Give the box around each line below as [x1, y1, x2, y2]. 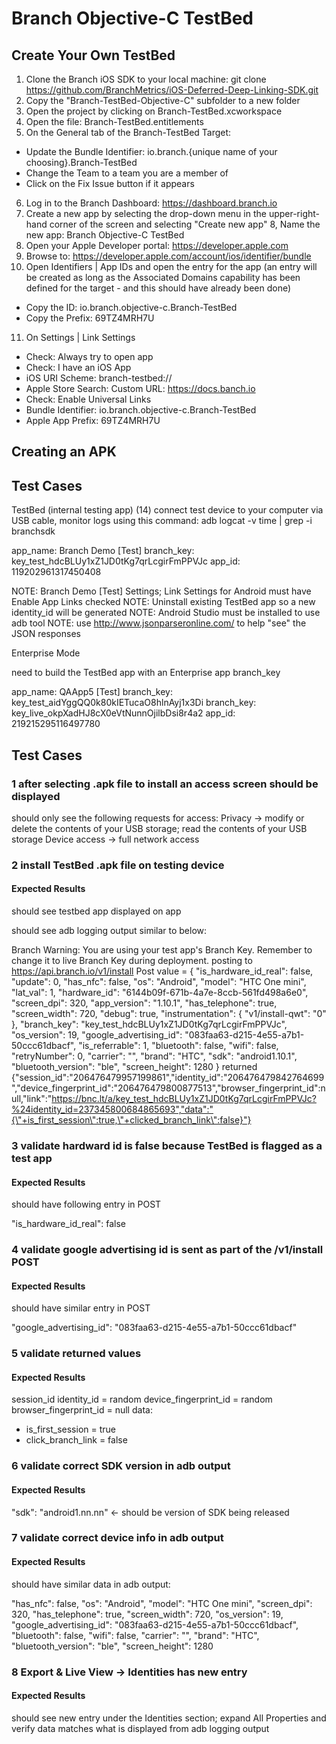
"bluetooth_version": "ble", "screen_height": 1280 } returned [11, 1061, 258, 1073]
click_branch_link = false [25, 1434, 128, 1446]
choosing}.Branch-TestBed [25, 157, 138, 168]
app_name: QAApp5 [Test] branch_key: [11, 686, 174, 698]
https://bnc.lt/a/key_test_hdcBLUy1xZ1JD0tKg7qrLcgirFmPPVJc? [51, 1093, 317, 1105]
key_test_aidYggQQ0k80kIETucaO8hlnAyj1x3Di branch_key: [11, 697, 257, 709]
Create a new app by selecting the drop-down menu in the [25, 208, 267, 219]
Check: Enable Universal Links [25, 393, 152, 405]
